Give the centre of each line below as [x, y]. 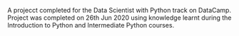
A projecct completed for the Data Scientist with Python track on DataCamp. [119, 10]
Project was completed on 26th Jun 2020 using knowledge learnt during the [119, 18]
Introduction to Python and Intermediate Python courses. [91, 25]
